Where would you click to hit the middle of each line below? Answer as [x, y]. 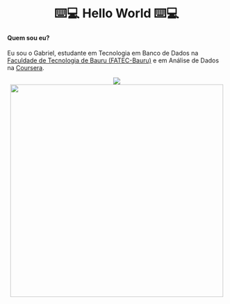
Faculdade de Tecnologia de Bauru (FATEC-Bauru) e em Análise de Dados [113, 60]
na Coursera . [26, 68]
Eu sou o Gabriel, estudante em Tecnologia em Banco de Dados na [103, 53]
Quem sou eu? [28, 37]
